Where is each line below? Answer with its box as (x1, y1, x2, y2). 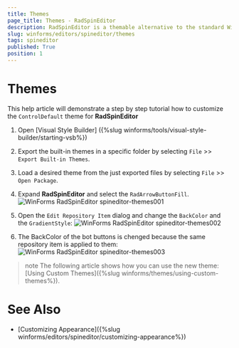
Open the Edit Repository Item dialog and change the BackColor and (17, 211, 221, 219)
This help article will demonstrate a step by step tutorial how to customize (7, 104, 224, 112)
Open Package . (17, 176, 58, 184)
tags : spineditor (7, 37, 59, 44)
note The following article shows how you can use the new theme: (24, 261, 219, 270)
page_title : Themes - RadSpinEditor (7, 17, 116, 24)
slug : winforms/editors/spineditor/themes (7, 30, 135, 38)
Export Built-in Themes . (17, 154, 90, 163)
